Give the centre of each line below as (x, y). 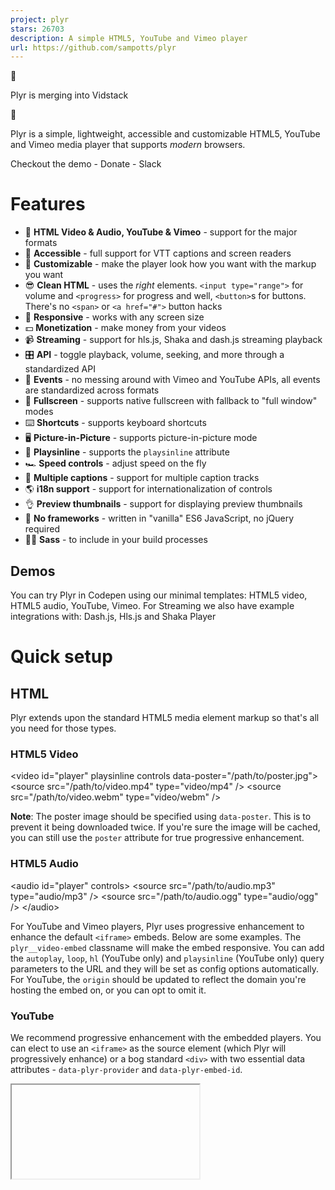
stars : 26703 (37, 29)
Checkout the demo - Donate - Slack (86, 164)
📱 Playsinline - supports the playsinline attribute (127, 452)
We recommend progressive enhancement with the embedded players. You (166, 1037)
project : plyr (40, 19)
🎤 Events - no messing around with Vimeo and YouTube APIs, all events (172, 380)
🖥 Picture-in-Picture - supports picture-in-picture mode (141, 438)
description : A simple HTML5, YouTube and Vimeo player (129, 38)
